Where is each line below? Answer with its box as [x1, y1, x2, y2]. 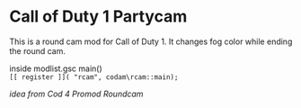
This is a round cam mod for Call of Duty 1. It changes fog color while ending [9, 36, 293, 47]
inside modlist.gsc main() [9, 63, 103, 74]
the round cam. [9, 45, 66, 56]
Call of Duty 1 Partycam [9, 6, 188, 27]
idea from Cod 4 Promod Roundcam [9, 88, 144, 99]
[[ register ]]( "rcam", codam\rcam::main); [9, 72, 179, 82]
